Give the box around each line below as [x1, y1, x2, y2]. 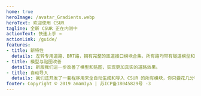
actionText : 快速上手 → [6, 31, 62, 37]
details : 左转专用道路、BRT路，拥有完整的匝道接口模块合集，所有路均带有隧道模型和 [11, 53, 196, 59]
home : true [6, 8, 33, 15]
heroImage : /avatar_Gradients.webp [6, 14, 95, 20]
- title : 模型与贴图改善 [6, 58, 62, 64]
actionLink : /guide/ [6, 36, 58, 42]
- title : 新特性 [6, 48, 44, 54]
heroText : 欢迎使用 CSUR [6, 20, 65, 26]
